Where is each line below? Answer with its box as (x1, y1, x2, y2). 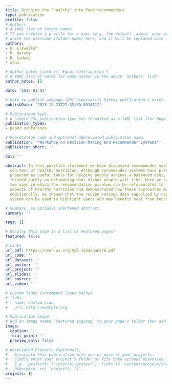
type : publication (5, 12, 45, 17)
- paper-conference (5, 126, 47, 131)
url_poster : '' (5, 262, 38, 267)
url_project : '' (5, 267, 40, 272)
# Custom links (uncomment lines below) (5, 291, 93, 296)
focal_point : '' (10, 333, 45, 338)
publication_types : (5, 121, 47, 126)
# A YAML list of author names (5, 27, 72, 32)
